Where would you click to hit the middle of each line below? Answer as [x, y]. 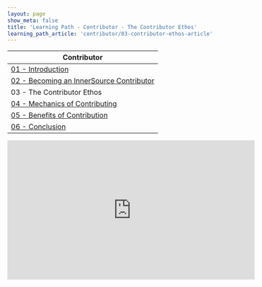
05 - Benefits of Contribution [59, 115]
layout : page [26, 14]
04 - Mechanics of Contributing [64, 104]
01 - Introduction [40, 69]
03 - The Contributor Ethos [56, 93]
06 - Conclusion [38, 127]
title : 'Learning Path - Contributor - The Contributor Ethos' [102, 27]
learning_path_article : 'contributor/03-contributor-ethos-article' [110, 34]
